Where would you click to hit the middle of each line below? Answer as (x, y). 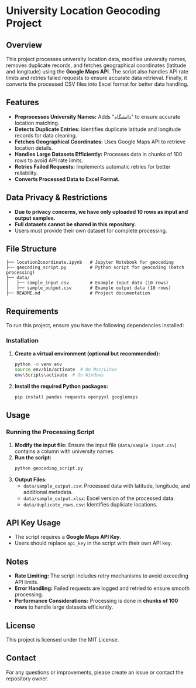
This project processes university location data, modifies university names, (97, 59)
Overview (24, 45)
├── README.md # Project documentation (78, 293)
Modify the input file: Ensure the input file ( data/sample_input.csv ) (95, 445)
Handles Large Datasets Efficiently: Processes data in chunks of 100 (98, 154)
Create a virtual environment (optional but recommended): (87, 353)
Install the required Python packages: (61, 387)
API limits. (27, 582)
